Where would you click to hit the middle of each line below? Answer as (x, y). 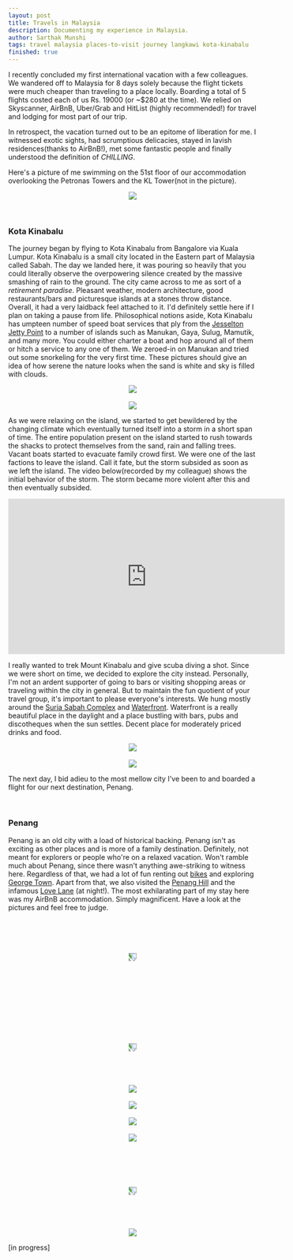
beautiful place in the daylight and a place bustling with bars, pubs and (123, 716)
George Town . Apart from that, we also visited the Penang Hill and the (122, 882)
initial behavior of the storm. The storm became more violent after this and (129, 479)
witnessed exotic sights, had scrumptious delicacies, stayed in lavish (120, 140)
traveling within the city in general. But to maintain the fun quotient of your (129, 691)
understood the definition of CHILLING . (72, 157)
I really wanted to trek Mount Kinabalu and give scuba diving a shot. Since (129, 666)
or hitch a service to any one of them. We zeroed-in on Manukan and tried (129, 349)
